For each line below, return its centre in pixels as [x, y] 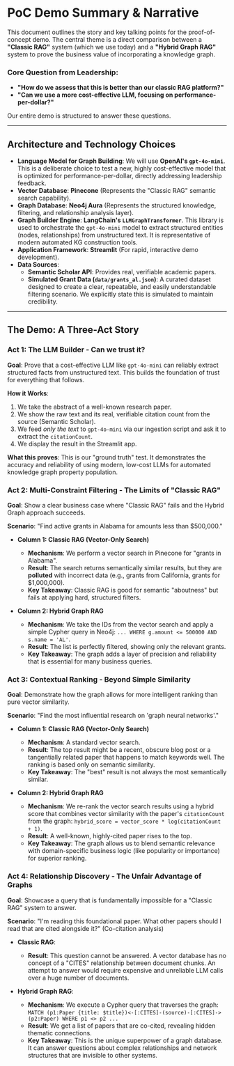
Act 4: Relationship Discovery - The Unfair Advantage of [104, 877]
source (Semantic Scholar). [56, 421]
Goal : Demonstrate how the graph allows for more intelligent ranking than [112, 695]
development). [38, 257]
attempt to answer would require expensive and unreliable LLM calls [125, 970]
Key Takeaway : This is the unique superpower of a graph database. [125, 1040]
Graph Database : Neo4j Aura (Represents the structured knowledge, [117, 205]
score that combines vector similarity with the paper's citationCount [126, 814]
